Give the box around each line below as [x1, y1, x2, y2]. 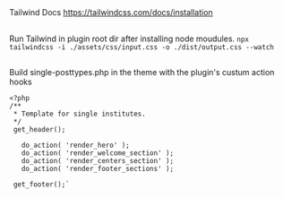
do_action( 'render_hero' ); [21, 141, 130, 151]
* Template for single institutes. [13, 109, 146, 119]
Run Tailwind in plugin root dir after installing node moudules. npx [9, 33, 249, 44]
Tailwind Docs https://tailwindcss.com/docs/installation [9, 7, 213, 18]
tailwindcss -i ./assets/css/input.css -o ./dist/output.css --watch [9, 42, 275, 52]
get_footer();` [13, 180, 70, 189]
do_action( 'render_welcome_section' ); [21, 149, 175, 158]
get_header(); [13, 125, 66, 134]
